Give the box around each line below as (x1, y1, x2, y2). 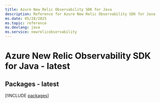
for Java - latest (5, 61, 71, 72)
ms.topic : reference (5, 20, 47, 26)
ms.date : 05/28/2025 (5, 16, 47, 21)
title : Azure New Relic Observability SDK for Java (5, 7, 112, 12)
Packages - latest (5, 80, 59, 88)
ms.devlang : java (5, 25, 40, 30)
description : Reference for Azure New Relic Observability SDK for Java (5, 12, 156, 16)
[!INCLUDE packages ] (5, 93, 49, 98)
